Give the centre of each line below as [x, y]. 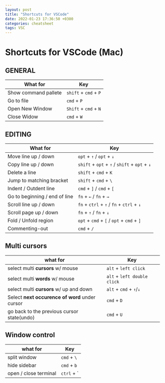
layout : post [18, 10]
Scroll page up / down [33, 212]
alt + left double [127, 276]
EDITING [18, 134]
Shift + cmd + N [84, 109]
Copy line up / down [31, 164]
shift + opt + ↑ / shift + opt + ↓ [114, 164]
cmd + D [114, 300]
